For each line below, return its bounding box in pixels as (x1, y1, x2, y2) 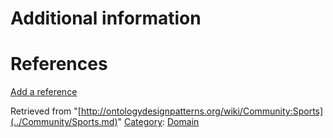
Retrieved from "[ (10, 105, 82, 117)
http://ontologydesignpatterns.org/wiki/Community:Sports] (80, 105, 324, 117)
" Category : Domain (117, 116, 200, 128)
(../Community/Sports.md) (10, 116, 118, 128)
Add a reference (10, 86, 78, 98)
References (10, 53, 108, 76)
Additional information (10, 7, 202, 30)
